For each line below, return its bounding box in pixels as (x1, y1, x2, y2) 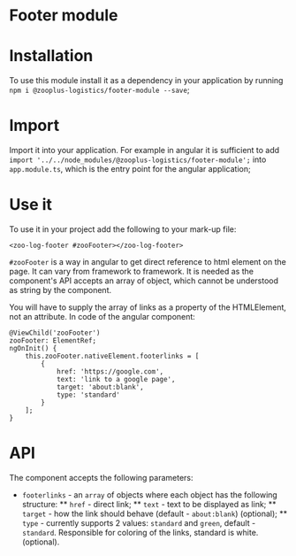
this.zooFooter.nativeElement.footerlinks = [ (25, 351, 200, 360)
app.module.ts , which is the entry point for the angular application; (9, 164, 251, 174)
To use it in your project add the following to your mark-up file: (9, 224, 237, 235)
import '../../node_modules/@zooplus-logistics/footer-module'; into (9, 154, 267, 165)
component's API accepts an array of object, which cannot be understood (9, 275, 279, 286)
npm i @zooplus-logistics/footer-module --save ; (9, 85, 190, 96)
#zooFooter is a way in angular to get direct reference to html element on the (9, 257, 287, 266)
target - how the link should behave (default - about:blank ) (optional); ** (21, 508, 288, 519)
